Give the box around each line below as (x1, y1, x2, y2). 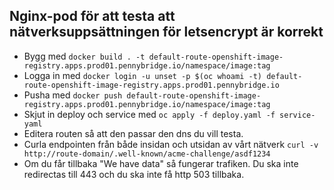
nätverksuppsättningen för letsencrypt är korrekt (9, 24, 324, 41)
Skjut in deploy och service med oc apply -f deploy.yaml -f (23, 108, 276, 120)
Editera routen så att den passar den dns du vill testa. (23, 127, 244, 139)
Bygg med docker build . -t (23, 50, 146, 62)
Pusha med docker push (23, 89, 123, 101)
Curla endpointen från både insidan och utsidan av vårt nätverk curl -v (23, 138, 319, 150)
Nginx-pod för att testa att (9, 8, 176, 25)
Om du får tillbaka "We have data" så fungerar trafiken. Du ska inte (23, 157, 299, 169)
